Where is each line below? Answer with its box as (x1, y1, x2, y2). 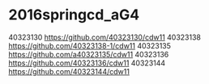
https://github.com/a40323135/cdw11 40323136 (8, 49, 169, 59)
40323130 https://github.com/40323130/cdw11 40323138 (8, 32, 201, 42)
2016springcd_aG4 (8, 6, 140, 24)
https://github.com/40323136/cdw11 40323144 (8, 58, 166, 68)
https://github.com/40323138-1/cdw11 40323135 (8, 40, 172, 50)
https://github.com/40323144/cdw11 (8, 66, 130, 76)
